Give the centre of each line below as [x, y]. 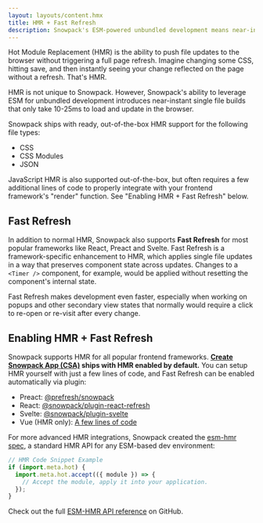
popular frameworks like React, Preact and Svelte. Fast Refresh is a [117, 249]
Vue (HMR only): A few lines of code [78, 422]
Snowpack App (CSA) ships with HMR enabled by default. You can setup [128, 365]
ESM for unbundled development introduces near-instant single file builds [127, 101]
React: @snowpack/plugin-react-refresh [85, 405]
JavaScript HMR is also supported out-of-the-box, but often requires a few [128, 180]
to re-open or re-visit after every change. [74, 314]
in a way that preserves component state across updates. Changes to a [123, 265]
